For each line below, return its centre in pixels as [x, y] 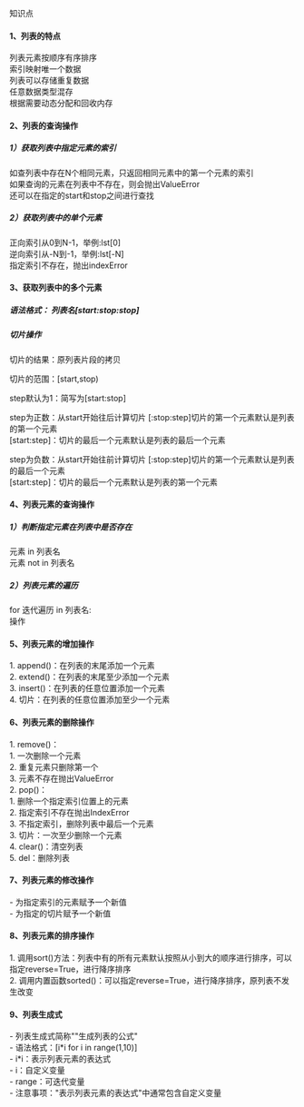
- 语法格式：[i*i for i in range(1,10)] [74, 1048]
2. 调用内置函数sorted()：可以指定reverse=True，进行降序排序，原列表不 [146, 981]
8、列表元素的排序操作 [52, 936]
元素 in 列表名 [35, 551]
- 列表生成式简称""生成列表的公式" [74, 1036]
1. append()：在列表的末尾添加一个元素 [82, 666]
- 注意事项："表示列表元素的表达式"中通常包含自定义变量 [116, 1093]
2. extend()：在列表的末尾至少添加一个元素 [89, 677]
